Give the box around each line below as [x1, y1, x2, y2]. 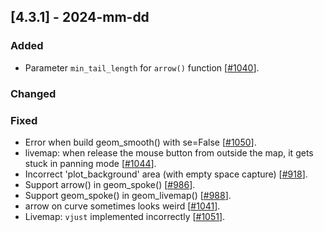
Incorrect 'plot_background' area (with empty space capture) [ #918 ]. [24, 168, 308, 180]
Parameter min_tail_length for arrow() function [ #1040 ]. [24, 61, 260, 74]
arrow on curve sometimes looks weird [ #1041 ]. [24, 200, 221, 212]
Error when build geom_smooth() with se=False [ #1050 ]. [24, 136, 257, 148]
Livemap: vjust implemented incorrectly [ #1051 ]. [24, 210, 226, 222]
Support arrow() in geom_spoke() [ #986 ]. [24, 178, 196, 190]
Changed [10, 86, 57, 100]
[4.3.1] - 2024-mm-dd [10, 9, 150, 26]
